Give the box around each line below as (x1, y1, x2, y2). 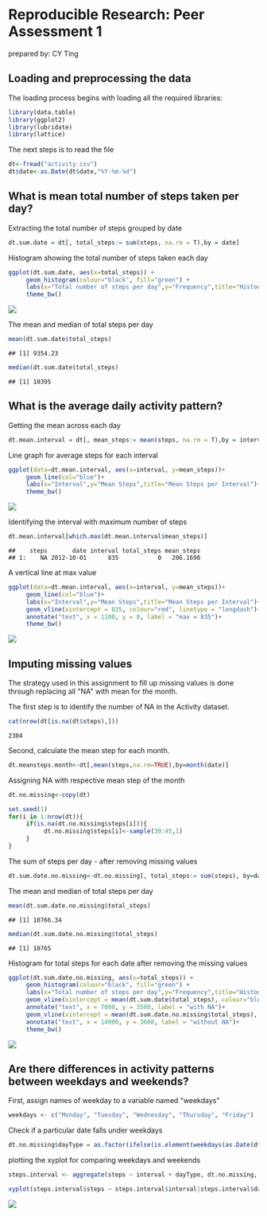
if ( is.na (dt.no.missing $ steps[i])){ (25, 820, 148, 828)
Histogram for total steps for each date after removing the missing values (8, 958, 248, 968)
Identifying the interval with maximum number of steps (8, 517, 188, 526)
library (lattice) (8, 130, 66, 138)
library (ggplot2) (8, 115, 66, 124)
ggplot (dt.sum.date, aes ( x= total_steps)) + (8, 268, 155, 276)
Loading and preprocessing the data (8, 72, 192, 85)
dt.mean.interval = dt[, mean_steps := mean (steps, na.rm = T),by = (8, 436, 237, 444)
